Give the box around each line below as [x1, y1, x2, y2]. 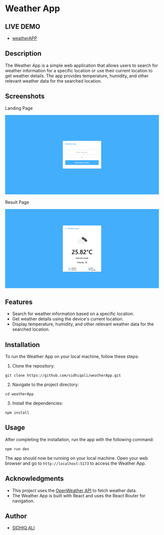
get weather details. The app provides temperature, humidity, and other [5, 73, 149, 79]
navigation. [12, 498, 35, 504]
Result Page [5, 199, 29, 205]
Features [5, 298, 33, 306]
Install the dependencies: [12, 400, 63, 406]
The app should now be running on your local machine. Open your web [5, 455, 148, 461]
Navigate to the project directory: [12, 382, 79, 387]
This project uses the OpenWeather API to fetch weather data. [12, 487, 137, 493]
